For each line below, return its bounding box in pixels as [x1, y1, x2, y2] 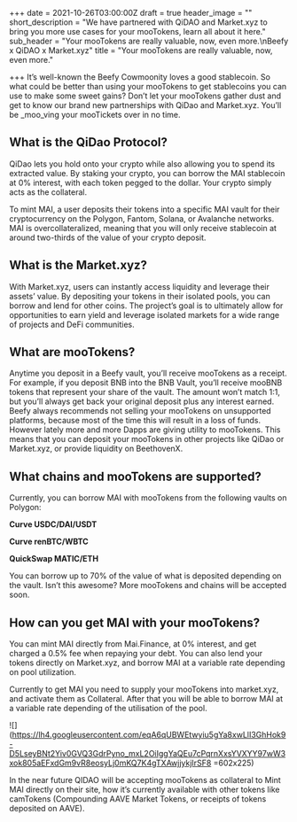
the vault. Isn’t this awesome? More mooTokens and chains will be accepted [9, 580, 287, 591]
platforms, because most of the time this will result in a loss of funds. [9, 415, 262, 426]
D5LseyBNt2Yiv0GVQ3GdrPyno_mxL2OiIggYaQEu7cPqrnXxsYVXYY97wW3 [9, 748, 286, 759]
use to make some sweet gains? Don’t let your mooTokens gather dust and [9, 90, 282, 101]
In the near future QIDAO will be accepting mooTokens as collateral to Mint [9, 775, 281, 786]
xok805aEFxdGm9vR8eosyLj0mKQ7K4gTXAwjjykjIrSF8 [9, 757, 212, 769]
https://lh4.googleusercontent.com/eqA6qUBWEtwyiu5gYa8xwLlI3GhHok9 [12, 730, 286, 741]
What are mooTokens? [9, 345, 136, 360]
